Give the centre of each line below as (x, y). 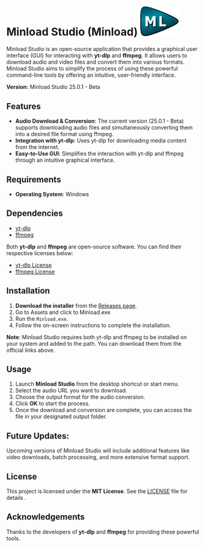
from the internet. (37, 147)
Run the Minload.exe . (42, 318)
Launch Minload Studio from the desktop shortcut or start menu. (97, 384)
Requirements (34, 179)
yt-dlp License (33, 265)
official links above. (31, 350)
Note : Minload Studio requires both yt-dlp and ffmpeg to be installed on (97, 337)
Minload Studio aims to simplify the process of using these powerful (92, 69)
